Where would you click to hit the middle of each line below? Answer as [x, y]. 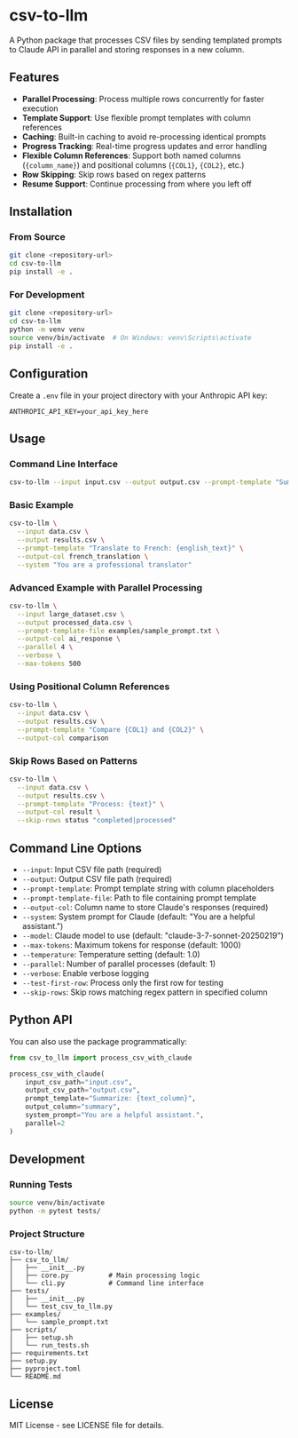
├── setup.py [33, 1361]
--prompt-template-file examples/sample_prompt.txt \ [118, 631]
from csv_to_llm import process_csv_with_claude [101, 1058]
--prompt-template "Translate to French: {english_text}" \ [130, 548]
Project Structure [47, 1234]
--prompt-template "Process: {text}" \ [91, 804]
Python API [41, 1020]
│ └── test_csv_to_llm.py [61, 1307]
